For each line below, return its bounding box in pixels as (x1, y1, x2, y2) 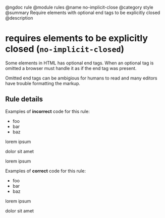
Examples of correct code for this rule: (5, 168, 86, 174)
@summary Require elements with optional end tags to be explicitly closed (5, 10, 160, 16)
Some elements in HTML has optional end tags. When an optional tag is (5, 60, 154, 66)
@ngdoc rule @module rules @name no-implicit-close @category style (5, 5, 153, 10)
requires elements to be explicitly (5, 33, 148, 44)
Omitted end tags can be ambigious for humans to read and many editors (5, 75, 157, 81)
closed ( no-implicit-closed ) (5, 43, 125, 55)
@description (5, 15, 33, 21)
